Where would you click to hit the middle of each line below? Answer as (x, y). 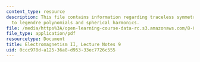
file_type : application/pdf (41, 34)
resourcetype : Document (36, 39)
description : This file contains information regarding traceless (90, 17)
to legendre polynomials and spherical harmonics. (76, 22)
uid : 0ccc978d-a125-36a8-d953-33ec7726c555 (61, 50)
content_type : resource (36, 12)
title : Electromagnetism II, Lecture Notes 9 (63, 45)
